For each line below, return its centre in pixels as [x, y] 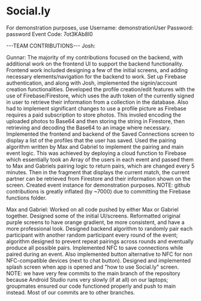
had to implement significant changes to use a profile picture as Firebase [96, 108]
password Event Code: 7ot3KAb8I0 [49, 34]
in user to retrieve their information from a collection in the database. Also [97, 102]
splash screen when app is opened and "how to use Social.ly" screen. [93, 267]
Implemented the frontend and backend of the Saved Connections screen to [100, 134]
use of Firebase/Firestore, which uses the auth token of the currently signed [100, 96]
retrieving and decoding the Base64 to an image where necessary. [88, 127]
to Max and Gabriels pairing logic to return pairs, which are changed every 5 [100, 166]
